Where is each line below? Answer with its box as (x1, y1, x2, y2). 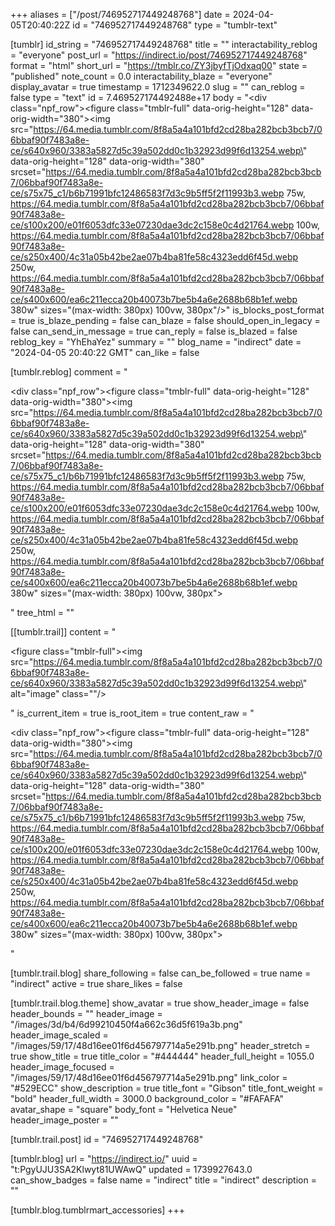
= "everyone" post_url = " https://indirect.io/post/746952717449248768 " (10, 49, 308, 61)
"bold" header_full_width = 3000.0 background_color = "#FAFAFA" (10, 1093, 285, 1104)
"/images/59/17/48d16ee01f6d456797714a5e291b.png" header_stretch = (10, 1040, 311, 1051)
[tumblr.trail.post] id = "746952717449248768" (10, 1134, 204, 1145)
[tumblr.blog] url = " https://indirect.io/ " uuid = (10, 1153, 198, 1164)
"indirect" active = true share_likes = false (10, 978, 183, 989)
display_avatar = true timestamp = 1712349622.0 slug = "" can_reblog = (10, 81, 306, 93)
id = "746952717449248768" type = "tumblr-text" (72, 19, 278, 31)
